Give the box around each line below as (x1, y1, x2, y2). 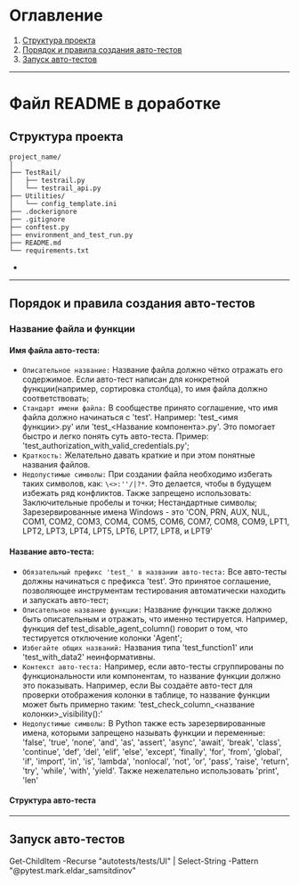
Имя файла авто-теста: (9, 344, 101, 355)
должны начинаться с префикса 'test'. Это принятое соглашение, (21, 575, 271, 586)
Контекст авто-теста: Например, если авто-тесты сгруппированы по (21, 661, 285, 672)
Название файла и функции (9, 323, 136, 335)
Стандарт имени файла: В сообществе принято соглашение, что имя (21, 402, 279, 413)
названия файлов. (21, 459, 91, 470)
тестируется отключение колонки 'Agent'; (21, 633, 182, 643)
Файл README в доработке (9, 94, 222, 114)
